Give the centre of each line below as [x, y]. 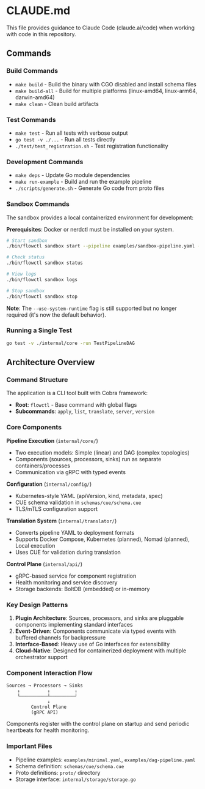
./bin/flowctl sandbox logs [42, 279]
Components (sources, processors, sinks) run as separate [88, 459]
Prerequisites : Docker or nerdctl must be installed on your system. [90, 229]
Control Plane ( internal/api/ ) [45, 564]
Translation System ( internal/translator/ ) [62, 521]
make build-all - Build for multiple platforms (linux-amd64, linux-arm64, [106, 91]
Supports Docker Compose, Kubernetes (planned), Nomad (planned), [103, 539]
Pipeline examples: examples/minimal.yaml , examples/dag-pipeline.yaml [105, 760]
